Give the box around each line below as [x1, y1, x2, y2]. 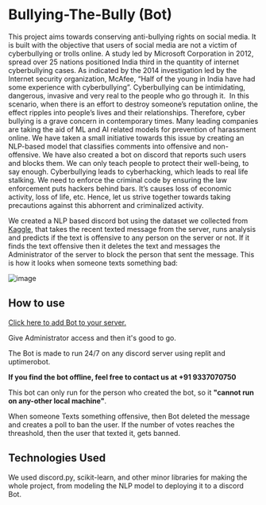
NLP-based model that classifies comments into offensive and [8, 141, 212, 151]
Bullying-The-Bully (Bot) [8, 6, 172, 24]
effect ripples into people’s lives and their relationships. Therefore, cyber [8, 107, 246, 117]
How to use [8, 296, 65, 310]
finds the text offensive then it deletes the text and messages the [8, 241, 221, 251]
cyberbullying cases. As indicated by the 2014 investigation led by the [8, 65, 237, 75]
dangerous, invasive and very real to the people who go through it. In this [8, 91, 250, 100]
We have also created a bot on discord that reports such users [42, 149, 247, 160]
